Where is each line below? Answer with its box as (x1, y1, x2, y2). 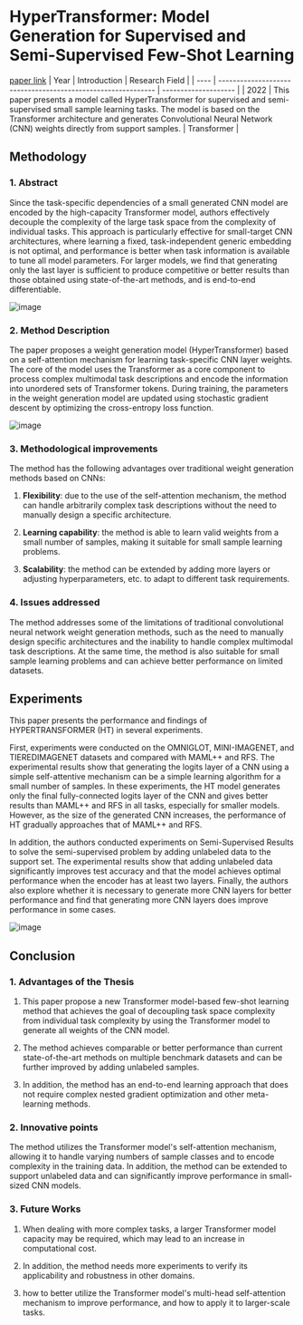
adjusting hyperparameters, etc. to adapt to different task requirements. (22, 574, 290, 585)
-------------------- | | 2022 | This (162, 84, 290, 95)
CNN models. (31, 1180, 81, 1191)
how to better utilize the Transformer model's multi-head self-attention (22, 1287, 287, 1298)
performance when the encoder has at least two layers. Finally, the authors (9, 875, 289, 886)
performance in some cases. (9, 904, 117, 915)
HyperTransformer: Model (9, 6, 210, 27)
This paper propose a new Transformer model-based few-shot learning (22, 996, 289, 1007)
